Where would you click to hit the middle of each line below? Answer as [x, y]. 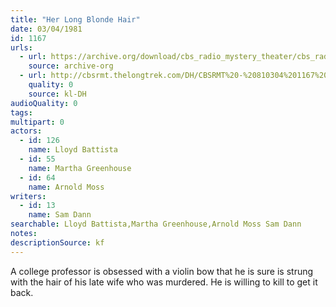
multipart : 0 [37, 122]
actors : [26, 131]
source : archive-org [71, 66]
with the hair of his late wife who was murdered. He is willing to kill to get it [164, 282]
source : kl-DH [57, 94]
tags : [21, 112]
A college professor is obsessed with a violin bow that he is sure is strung [162, 271]
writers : [28, 196]
